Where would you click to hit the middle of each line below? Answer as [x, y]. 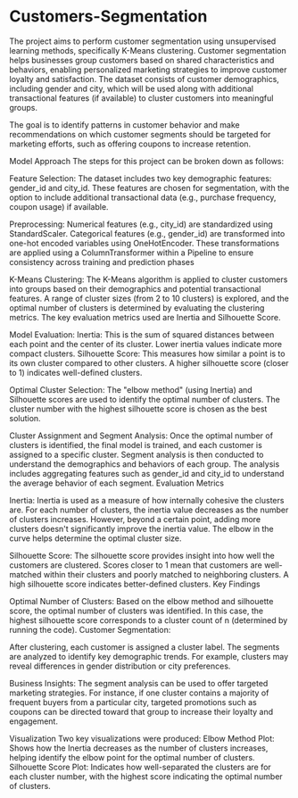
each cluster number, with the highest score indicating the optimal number [146, 776]
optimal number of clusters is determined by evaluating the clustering [137, 308]
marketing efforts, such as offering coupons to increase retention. [130, 144]
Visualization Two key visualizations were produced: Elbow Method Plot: [142, 738]
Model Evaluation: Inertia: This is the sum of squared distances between [142, 334]
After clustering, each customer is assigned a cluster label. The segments [145, 647]
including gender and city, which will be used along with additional [132, 88]
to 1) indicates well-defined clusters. [76, 372]
